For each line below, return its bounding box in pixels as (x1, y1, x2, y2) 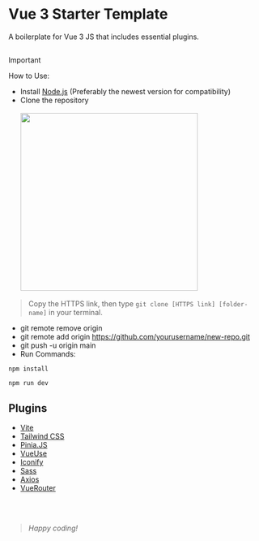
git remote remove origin (19, 323, 103, 333)
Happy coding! (28, 523, 79, 533)
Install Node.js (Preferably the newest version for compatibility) (19, 87, 231, 97)
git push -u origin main (19, 340, 96, 350)
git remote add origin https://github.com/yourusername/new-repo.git (19, 332, 251, 342)
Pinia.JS (19, 440, 48, 450)
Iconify (19, 457, 44, 467)
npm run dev (8, 379, 49, 387)
